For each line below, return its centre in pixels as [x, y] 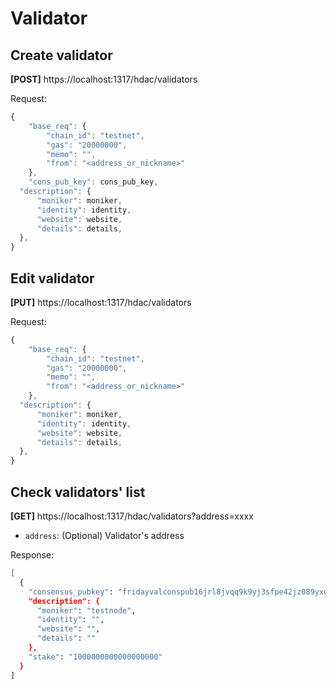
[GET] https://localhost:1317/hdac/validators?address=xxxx [132, 516]
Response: [32, 555]
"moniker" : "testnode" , [86, 610]
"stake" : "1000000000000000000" [95, 657]
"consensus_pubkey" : [71, 592]
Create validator [61, 55]
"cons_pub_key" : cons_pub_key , [93, 182]
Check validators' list [78, 492]
